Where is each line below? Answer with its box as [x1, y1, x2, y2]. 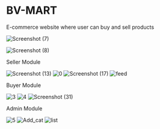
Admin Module [6, 104, 43, 112]
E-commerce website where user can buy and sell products [6, 23, 155, 31]
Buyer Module [6, 82, 41, 89]
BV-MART [6, 4, 57, 17]
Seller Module [6, 58, 41, 65]
